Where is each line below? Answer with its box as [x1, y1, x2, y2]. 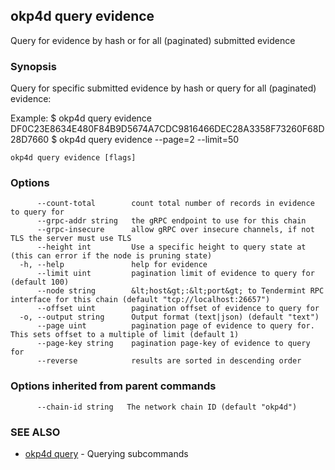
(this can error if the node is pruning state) [10, 251, 213, 261]
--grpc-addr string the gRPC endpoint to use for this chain [36, 216, 307, 226]
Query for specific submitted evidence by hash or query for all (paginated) [10, 82, 317, 94]
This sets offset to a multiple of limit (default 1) [10, 330, 240, 340]
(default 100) [10, 277, 70, 288]
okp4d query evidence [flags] [10, 153, 137, 163]
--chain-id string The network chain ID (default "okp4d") [36, 402, 298, 412]
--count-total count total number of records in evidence [36, 199, 315, 209]
